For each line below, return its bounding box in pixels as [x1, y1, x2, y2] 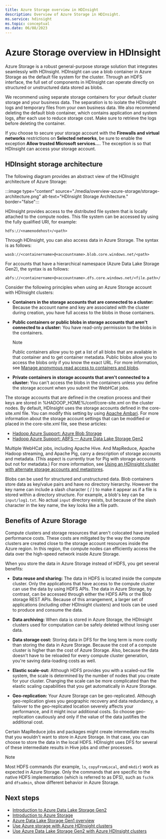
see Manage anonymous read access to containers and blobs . [12, 365, 140, 371]
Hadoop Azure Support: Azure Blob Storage [12, 430, 102, 436]
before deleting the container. [5, 120, 66, 126]
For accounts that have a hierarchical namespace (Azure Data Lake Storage [5, 261, 160, 267]
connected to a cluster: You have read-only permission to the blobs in [12, 324, 157, 330]
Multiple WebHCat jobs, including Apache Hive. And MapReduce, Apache [5, 445, 155, 451]
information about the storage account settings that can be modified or [5, 415, 150, 421]
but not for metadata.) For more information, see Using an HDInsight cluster [5, 461, 160, 467]
